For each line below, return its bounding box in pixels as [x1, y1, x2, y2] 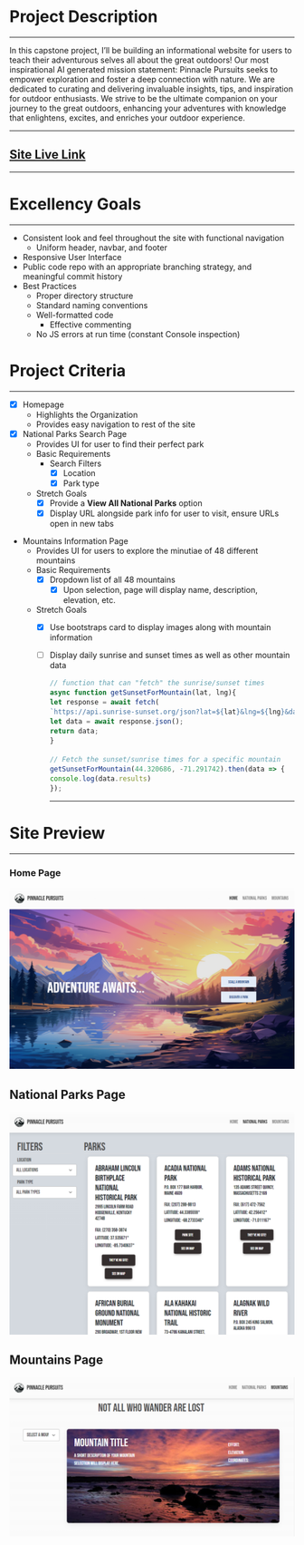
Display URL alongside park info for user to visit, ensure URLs [49, 508, 280, 519]
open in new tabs [49, 519, 115, 529]
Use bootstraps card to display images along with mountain [49, 622, 271, 633]
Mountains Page [9, 1353, 104, 1368]
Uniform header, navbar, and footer [35, 242, 167, 253]
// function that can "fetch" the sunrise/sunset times [49, 678, 265, 688]
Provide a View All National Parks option [49, 497, 203, 509]
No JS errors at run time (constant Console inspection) [35, 328, 241, 339]
